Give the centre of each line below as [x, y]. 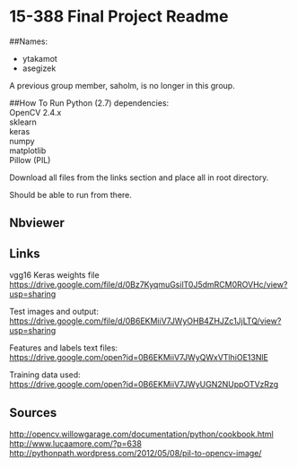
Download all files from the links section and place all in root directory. [139, 177]
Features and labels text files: [64, 348]
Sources [33, 413]
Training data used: [45, 375]
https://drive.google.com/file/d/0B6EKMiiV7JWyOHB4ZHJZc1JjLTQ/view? [145, 321]
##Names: [28, 41]
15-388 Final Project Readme [119, 17]
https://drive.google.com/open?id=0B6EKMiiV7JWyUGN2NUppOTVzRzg [144, 385]
